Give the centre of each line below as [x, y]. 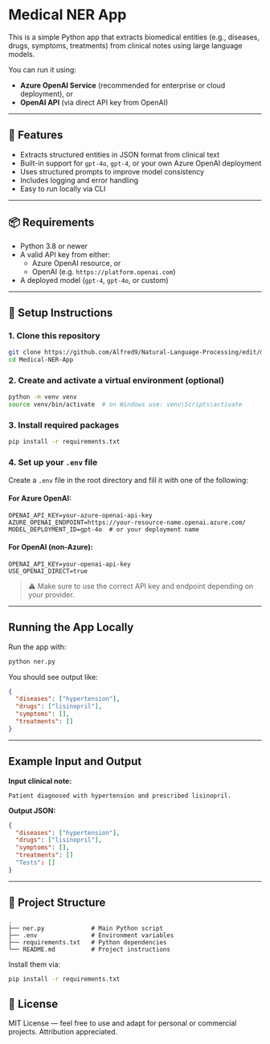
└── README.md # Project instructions [90, 949]
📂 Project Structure [57, 903]
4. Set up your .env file [53, 462]
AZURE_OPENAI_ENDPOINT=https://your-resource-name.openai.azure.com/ [127, 522]
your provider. [51, 594]
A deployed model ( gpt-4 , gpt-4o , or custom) [94, 280]
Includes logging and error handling [79, 180]
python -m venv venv [43, 397]
